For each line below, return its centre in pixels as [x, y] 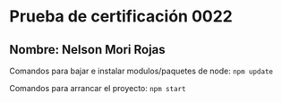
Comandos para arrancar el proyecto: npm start [98, 88]
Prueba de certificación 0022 [121, 17]
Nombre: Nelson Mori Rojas [87, 50]
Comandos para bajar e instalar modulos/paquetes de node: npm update [141, 71]
